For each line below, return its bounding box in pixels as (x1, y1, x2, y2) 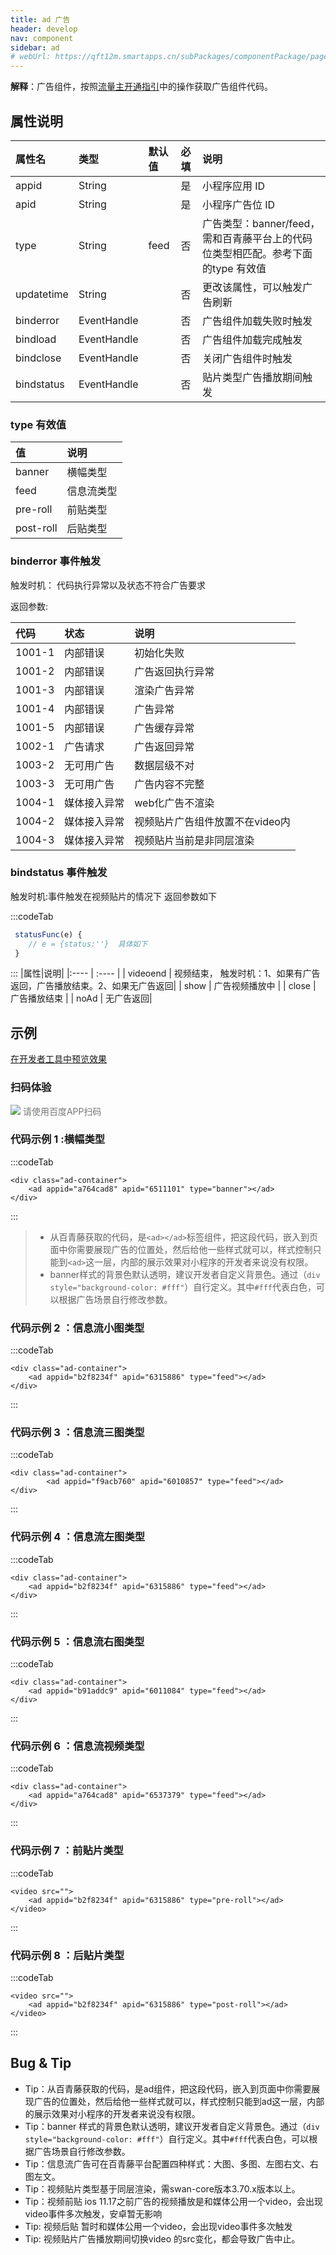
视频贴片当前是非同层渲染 (134, 833, 255, 847)
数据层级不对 (134, 758, 195, 772)
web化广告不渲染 (134, 796, 215, 810)
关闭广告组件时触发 (202, 351, 293, 365)
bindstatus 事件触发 (10, 866, 108, 880)
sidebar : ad (10, 42, 60, 53)
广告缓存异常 (134, 721, 195, 735)
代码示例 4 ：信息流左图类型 (10, 1530, 146, 1544)
